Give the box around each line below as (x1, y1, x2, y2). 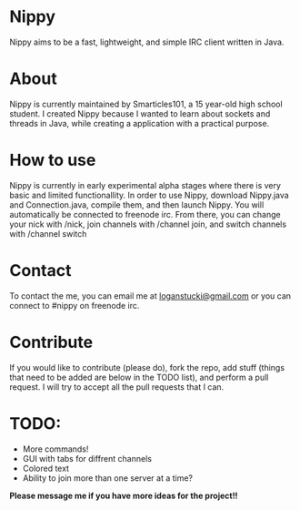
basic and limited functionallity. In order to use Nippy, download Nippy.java (9, 189, 289, 200)
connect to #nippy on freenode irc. (9, 300, 140, 311)
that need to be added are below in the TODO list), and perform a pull (9, 372, 269, 382)
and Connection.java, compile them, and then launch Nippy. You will (9, 199, 265, 210)
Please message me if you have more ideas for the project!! (9, 490, 238, 501)
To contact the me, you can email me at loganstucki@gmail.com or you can (9, 290, 292, 301)
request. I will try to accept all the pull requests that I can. (9, 381, 225, 393)
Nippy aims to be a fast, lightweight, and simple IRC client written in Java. (9, 36, 285, 47)
